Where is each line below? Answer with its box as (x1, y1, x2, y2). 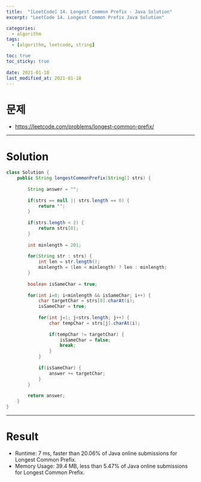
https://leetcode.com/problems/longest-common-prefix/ (14, 123, 154, 130)
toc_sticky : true (6, 58, 50, 64)
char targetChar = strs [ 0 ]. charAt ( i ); (38, 298, 135, 304)
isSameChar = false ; (59, 337, 111, 343)
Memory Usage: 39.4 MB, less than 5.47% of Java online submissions (14, 462, 188, 469)
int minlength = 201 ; (28, 242, 82, 248)
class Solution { (6, 169, 50, 176)
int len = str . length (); (38, 259, 100, 265)
